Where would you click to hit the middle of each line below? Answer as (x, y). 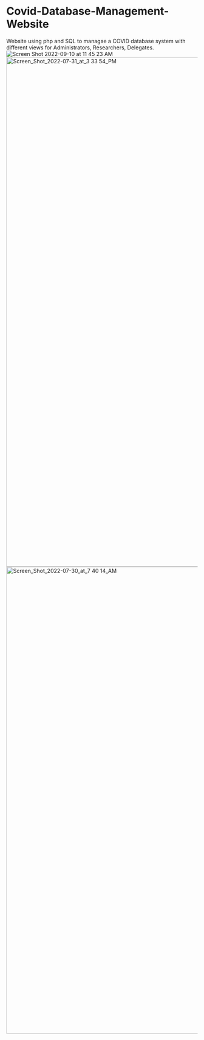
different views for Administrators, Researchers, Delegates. (80, 47)
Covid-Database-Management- (88, 11)
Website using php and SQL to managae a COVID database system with (96, 41)
